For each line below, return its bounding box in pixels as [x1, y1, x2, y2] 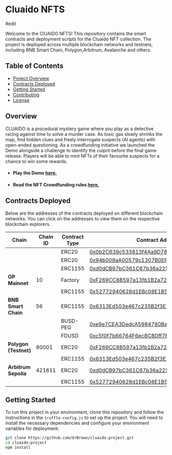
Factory [60, 276, 79, 283]
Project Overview [12, 75, 50, 81]
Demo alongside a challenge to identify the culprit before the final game [5, 147, 157, 153]
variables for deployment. [5, 425, 60, 431]
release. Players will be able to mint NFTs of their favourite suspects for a [5, 153, 160, 159]
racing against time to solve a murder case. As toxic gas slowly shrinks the [5, 131, 163, 137]
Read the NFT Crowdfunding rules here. [12, 181, 99, 188]
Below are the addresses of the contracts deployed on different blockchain [5, 210, 163, 216]
